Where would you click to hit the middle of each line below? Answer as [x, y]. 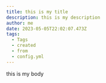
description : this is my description [53, 17]
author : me [20, 23]
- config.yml [28, 57]
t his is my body [25, 73]
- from [20, 51]
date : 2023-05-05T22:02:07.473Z [46, 29]
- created [24, 46]
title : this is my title [37, 12]
